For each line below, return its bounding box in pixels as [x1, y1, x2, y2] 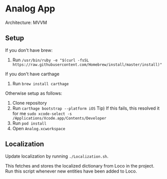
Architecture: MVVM [5, 19, 47, 25]
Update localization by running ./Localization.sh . [5, 153, 109, 159]
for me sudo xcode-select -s [12, 110, 72, 116]
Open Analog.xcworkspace [12, 125, 66, 131]
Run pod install [12, 120, 47, 126]
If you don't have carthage [5, 71, 60, 77]
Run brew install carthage [12, 80, 69, 86]
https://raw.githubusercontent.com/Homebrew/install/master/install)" [12, 62, 163, 67]
